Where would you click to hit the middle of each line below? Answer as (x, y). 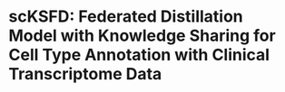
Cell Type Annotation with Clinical (139, 55)
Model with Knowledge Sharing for (142, 36)
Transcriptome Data (85, 74)
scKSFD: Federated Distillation (126, 17)
